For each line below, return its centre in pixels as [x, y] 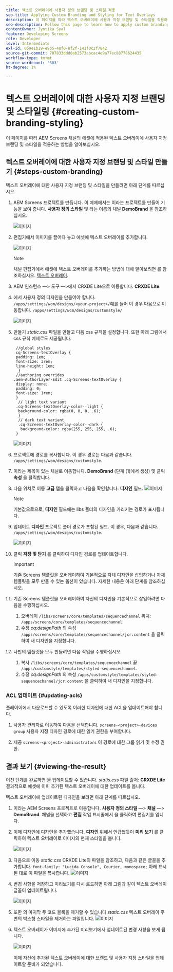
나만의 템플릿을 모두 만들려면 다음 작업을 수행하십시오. [68, 651]
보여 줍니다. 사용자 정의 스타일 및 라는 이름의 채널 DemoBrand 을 [88, 209]
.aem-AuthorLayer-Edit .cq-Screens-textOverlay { [68, 379]
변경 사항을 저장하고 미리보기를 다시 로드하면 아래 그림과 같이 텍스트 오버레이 [90, 884]
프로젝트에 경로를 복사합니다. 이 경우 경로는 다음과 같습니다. [73, 454]
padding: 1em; [31, 357]
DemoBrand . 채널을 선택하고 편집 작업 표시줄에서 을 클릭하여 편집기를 [84, 814]
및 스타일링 [28, 112]
